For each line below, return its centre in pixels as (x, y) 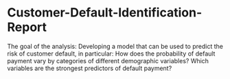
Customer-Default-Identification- (105, 13)
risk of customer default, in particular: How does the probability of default (111, 54)
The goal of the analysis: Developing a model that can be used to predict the (115, 46)
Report (27, 27)
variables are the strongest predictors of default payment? (90, 68)
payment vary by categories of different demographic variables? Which (108, 60)
